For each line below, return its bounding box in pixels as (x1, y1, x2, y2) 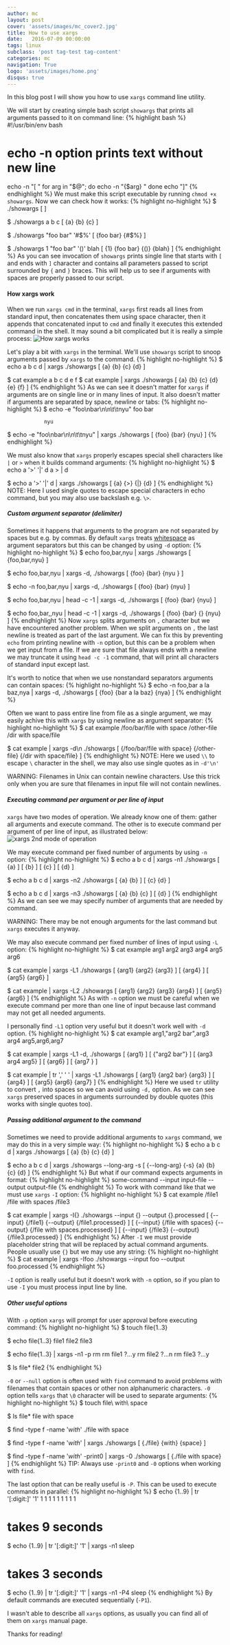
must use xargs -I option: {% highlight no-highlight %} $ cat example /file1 (7, 1190, 218, 1199)
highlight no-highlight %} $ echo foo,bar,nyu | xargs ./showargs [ (7, 548, 191, 557)
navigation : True (7, 61, 57, 68)
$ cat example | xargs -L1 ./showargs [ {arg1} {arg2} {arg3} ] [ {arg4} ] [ (7, 966, 209, 975)
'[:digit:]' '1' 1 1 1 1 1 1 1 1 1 (7, 1495, 76, 1503)
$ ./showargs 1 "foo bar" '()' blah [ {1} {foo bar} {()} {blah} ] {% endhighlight (7, 245, 221, 253)
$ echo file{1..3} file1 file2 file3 (7, 1337, 93, 1345)
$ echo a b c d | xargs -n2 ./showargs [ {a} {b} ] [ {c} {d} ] (7, 876, 170, 884)
